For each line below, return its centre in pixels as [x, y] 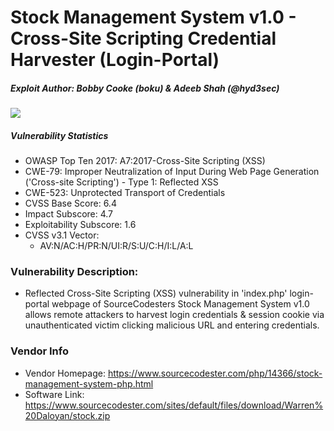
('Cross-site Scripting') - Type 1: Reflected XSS [121, 182]
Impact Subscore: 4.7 [69, 214]
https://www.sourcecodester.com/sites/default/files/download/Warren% [174, 405]
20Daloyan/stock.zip [67, 415]
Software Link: [54, 394]
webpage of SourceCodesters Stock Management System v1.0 [180, 304]
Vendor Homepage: [65, 373]
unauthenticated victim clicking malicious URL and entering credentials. [172, 325]
